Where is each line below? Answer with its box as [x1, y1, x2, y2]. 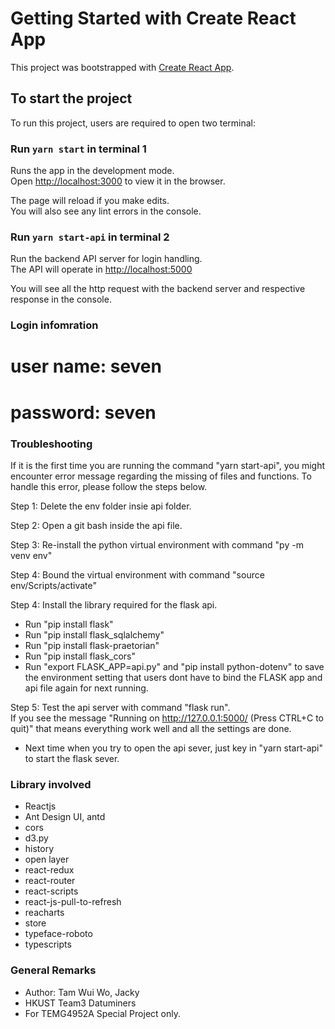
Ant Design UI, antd [24, 811, 106, 823]
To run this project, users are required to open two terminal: [10, 117, 257, 129]
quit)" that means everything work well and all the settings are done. [10, 722, 292, 734]
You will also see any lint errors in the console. [10, 205, 202, 217]
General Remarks [10, 963, 97, 977]
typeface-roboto [24, 928, 93, 940]
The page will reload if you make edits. [10, 195, 170, 207]
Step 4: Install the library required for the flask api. [10, 598, 218, 611]
